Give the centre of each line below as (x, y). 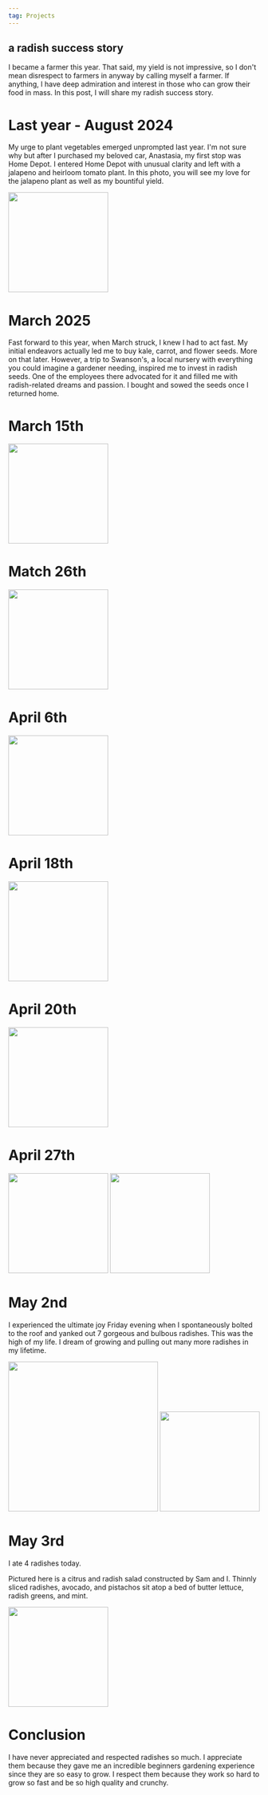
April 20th (43, 1009)
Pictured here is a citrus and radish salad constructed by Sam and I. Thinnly (132, 1578)
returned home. (34, 393)
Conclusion (47, 1735)
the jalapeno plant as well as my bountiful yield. (86, 181)
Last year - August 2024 (91, 125)
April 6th (38, 718)
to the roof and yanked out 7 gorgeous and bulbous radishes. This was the (131, 1333)
